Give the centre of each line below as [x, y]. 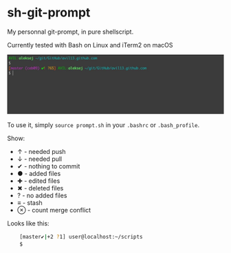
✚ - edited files [38, 181]
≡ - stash [30, 202]
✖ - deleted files [40, 188]
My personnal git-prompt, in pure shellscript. [70, 32]
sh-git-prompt [49, 13]
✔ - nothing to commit [48, 166]
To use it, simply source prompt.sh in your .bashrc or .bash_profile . [103, 124]
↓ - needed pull [40, 159]
